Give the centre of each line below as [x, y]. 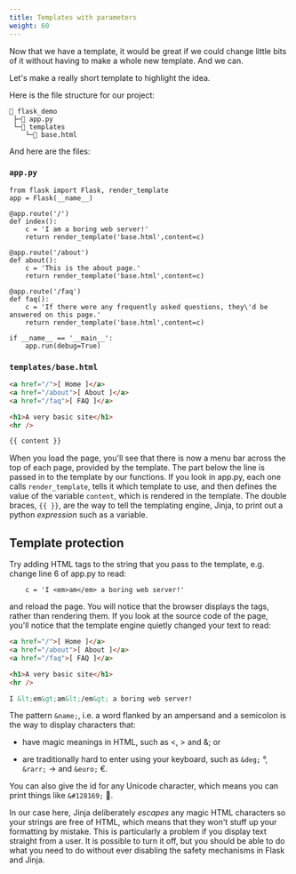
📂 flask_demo [33, 111]
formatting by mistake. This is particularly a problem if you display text [138, 831]
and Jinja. [27, 860]
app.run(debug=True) [63, 346]
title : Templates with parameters [73, 17]
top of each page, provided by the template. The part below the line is [137, 468]
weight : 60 [29, 26]
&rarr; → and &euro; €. [65, 769]
